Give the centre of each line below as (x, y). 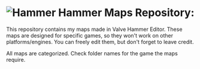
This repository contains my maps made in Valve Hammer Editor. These (94, 29)
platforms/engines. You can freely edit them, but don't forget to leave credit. (100, 42)
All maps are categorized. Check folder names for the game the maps (92, 53)
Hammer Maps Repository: (126, 13)
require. (16, 59)
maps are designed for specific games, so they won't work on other (90, 35)
